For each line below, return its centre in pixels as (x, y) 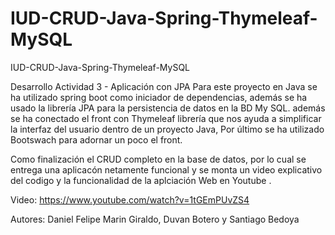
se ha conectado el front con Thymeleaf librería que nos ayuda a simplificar (166, 118)
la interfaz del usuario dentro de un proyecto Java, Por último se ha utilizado (167, 129)
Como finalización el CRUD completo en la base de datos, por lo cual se (158, 159)
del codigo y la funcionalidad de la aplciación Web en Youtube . (141, 180)
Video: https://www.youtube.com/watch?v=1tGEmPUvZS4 (130, 199)
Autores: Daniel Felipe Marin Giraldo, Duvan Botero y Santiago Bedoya (155, 219)
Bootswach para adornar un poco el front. (96, 139)
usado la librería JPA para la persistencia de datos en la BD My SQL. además (168, 108)
